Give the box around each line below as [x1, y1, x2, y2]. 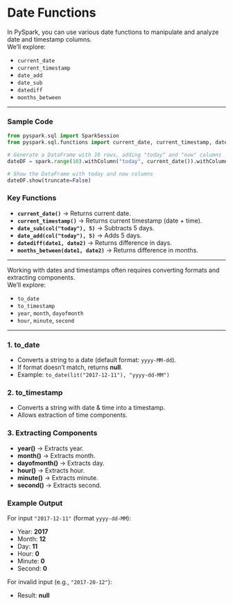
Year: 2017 [17, 527, 49, 536]
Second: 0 [17, 564, 47, 572]
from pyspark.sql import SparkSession [7, 133, 119, 139]
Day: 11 [17, 542, 38, 550]
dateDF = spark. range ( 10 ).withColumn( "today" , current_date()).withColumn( [7, 157, 231, 164]
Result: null [17, 591, 50, 599]
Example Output [7, 498, 63, 508]
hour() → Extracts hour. [17, 466, 85, 475]
